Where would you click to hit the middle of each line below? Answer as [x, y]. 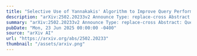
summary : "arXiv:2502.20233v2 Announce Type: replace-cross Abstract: [94, 22]
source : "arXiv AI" [30, 33]
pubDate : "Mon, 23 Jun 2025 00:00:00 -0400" [61, 28]
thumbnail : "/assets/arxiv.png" [45, 44]
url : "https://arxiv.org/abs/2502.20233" [57, 38]
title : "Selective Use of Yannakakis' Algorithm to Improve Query [89, 11]
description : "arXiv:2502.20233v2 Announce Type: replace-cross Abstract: [99, 17]
